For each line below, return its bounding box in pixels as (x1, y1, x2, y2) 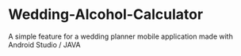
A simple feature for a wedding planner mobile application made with (8, 32, 234, 41)
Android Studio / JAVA (8, 39, 81, 49)
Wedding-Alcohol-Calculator (8, 6, 204, 24)
